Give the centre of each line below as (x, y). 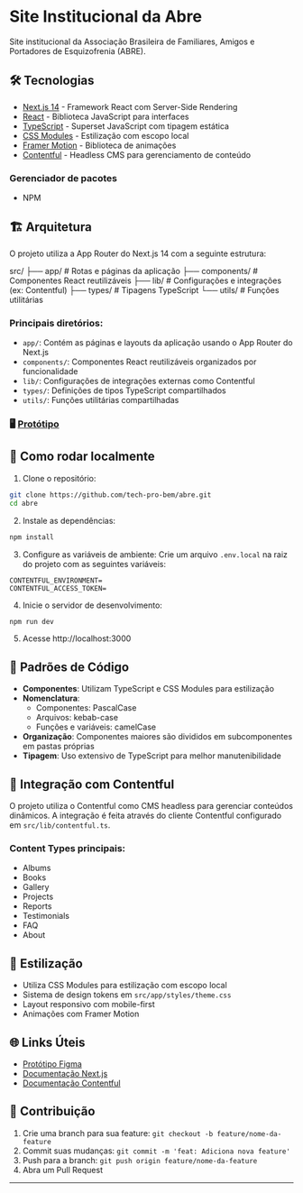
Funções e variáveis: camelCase (96, 727)
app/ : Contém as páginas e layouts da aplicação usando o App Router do (157, 343)
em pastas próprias (58, 747)
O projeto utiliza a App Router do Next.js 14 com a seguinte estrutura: (138, 253)
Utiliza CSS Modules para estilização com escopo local (124, 986)
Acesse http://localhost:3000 (77, 638)
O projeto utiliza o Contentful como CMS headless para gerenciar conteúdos (151, 806)
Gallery (36, 887)
